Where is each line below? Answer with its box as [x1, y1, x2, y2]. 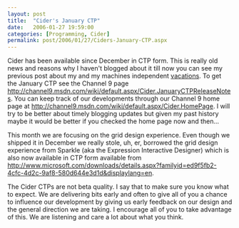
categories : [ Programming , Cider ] [7, 30, 111, 38]
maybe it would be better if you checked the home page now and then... [7, 117, 220, 125]
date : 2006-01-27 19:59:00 [7, 24, 94, 31]
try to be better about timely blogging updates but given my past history [7, 110, 219, 118]
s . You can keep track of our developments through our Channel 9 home [7, 94, 220, 103]
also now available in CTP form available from [7, 154, 142, 162]
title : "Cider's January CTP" [7, 17, 101, 24]
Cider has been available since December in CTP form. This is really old [7, 56, 218, 65]
